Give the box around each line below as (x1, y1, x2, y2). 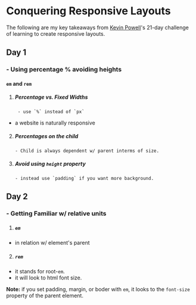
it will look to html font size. (14, 274, 82, 281)
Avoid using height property (14, 160, 86, 167)
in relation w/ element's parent (14, 239, 91, 247)
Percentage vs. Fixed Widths (14, 94, 88, 101)
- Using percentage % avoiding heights (6, 66, 122, 74)
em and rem (6, 80, 32, 87)
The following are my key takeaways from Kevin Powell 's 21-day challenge (6, 24, 189, 31)
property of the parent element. (6, 292, 83, 299)
